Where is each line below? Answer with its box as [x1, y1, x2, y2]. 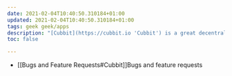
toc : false [7, 36, 39, 43]
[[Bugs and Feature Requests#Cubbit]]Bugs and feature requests [17, 61, 203, 69]
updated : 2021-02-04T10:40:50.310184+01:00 [7, 17, 135, 23]
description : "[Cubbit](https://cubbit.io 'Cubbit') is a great [7, 29, 196, 37]
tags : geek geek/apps [7, 23, 70, 30]
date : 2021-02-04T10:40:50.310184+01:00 [7, 10, 126, 17]
